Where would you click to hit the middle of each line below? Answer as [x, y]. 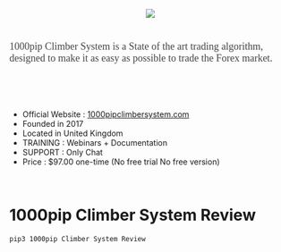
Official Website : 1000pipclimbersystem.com [106, 114]
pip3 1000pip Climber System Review [77, 239]
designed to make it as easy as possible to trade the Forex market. [141, 58]
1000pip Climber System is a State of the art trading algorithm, [136, 46]
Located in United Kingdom [72, 133]
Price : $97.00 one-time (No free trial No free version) [121, 162]
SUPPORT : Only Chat [62, 153]
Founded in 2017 [53, 124]
